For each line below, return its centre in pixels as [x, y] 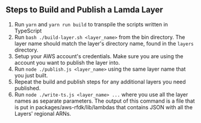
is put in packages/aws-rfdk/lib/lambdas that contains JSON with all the [104, 107]
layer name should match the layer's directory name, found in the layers [104, 43]
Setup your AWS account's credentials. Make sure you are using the [99, 56]
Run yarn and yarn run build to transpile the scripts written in [91, 24]
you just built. [31, 75]
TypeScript [28, 31]
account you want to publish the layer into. [67, 62]
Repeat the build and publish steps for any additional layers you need [100, 82]
